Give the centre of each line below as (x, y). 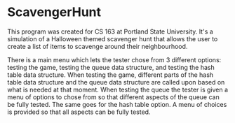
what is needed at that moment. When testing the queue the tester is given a (118, 89)
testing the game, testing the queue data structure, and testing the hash (111, 67)
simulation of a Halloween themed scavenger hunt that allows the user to (113, 38)
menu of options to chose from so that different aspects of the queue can (113, 97)
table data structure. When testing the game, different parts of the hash (110, 75)
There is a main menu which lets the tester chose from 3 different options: (114, 59)
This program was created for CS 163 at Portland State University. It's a (110, 31)
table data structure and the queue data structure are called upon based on (116, 82)
